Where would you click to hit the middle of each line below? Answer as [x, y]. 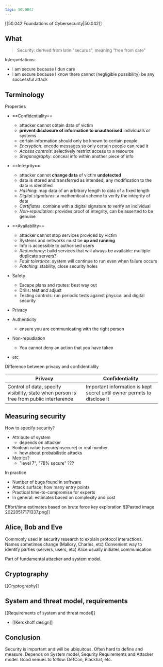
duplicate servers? [38, 256]
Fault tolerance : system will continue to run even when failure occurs [88, 261]
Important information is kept [119, 387]
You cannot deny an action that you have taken [66, 348]
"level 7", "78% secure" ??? [47, 463]
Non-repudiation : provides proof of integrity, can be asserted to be [86, 211]
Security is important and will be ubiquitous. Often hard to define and [74, 649]
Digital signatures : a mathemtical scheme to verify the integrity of [85, 196]
